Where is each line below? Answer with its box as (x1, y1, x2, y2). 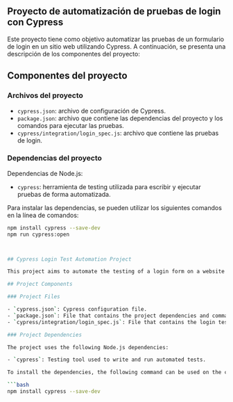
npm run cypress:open (7, 231, 70, 238)
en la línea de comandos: (7, 211, 79, 219)
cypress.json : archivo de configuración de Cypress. (17, 106, 166, 115)
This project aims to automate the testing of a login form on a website (7, 268, 225, 275)
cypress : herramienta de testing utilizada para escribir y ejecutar (17, 182, 201, 191)
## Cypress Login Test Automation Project (7, 255, 132, 263)
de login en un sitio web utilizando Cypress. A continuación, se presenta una (7, 42, 226, 51)
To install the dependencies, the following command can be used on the (7, 369, 222, 376)
